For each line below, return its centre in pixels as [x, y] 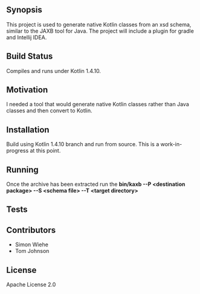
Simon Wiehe [31, 244]
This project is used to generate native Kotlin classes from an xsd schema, [99, 24]
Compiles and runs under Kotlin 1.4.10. [54, 71]
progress [18, 151]
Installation [28, 129]
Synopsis [24, 10]
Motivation [27, 90]
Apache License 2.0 [31, 285]
